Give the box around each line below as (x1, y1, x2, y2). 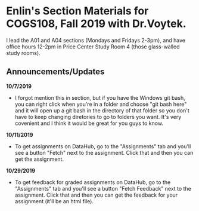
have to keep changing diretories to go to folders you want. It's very (14, 113, 182, 120)
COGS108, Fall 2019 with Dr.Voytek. (6, 17, 186, 30)
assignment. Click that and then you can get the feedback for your (14, 191, 178, 198)
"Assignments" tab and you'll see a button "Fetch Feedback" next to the (14, 185, 192, 192)
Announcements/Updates (6, 67, 105, 77)
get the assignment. (14, 155, 64, 163)
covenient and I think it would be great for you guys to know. (14, 120, 164, 127)
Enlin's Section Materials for (6, 4, 149, 18)
